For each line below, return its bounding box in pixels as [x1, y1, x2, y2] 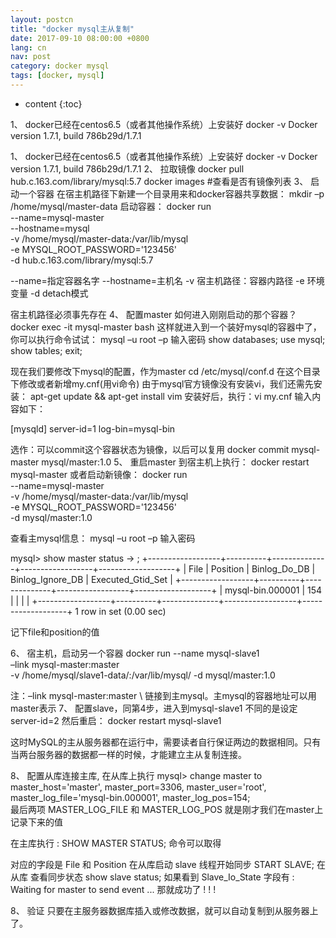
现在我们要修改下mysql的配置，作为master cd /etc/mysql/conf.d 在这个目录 [10, 365, 321, 377]
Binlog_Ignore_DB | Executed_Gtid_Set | [10, 573, 173, 585]
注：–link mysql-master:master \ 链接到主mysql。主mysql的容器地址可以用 [10, 689, 317, 701]
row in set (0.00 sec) [80, 605, 167, 617]
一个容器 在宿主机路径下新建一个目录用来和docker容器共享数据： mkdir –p [18, 187, 325, 200]
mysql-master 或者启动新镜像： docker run [10, 468, 188, 480]
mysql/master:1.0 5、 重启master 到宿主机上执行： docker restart [41, 456, 310, 468]
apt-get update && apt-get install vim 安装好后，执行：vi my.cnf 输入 [29, 390, 313, 402]
